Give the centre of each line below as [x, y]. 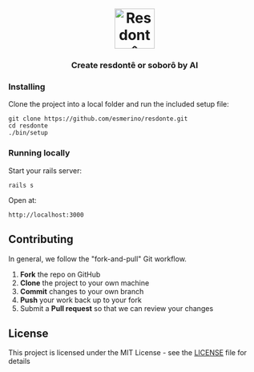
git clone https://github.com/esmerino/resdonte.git [98, 119]
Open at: [23, 200]
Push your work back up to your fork [81, 300]
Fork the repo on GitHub [60, 274]
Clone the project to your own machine [85, 283]
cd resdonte [28, 126]
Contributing [41, 239]
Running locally [39, 153]
